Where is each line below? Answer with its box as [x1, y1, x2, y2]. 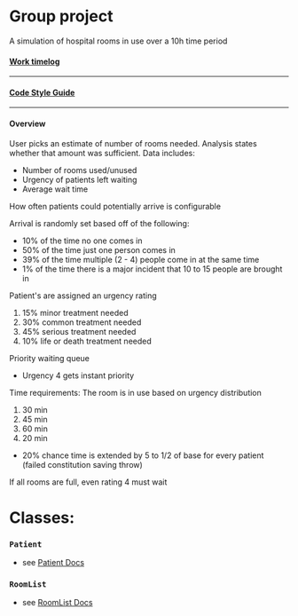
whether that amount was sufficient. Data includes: [9, 147, 195, 158]
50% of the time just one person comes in [21, 244, 176, 255]
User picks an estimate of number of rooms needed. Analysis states [9, 138, 257, 148]
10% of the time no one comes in [21, 235, 143, 246]
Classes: [9, 508, 75, 527]
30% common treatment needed [21, 317, 142, 328]
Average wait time [21, 184, 89, 194]
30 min [21, 404, 49, 415]
